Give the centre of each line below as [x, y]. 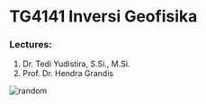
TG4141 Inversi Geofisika [103, 17]
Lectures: [31, 45]
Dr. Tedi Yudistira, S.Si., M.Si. [76, 64]
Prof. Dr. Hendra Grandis [68, 74]
